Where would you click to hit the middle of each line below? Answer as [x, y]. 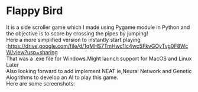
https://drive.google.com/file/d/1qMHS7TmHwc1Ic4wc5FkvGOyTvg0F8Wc [98, 46]
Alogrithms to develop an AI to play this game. [62, 77]
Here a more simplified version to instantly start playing [73, 40]
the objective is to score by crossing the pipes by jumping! [77, 33]
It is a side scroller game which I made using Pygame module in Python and [98, 27]
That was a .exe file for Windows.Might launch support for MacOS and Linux [99, 58]
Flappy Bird [35, 11]
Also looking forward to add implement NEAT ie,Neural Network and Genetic [99, 71]
